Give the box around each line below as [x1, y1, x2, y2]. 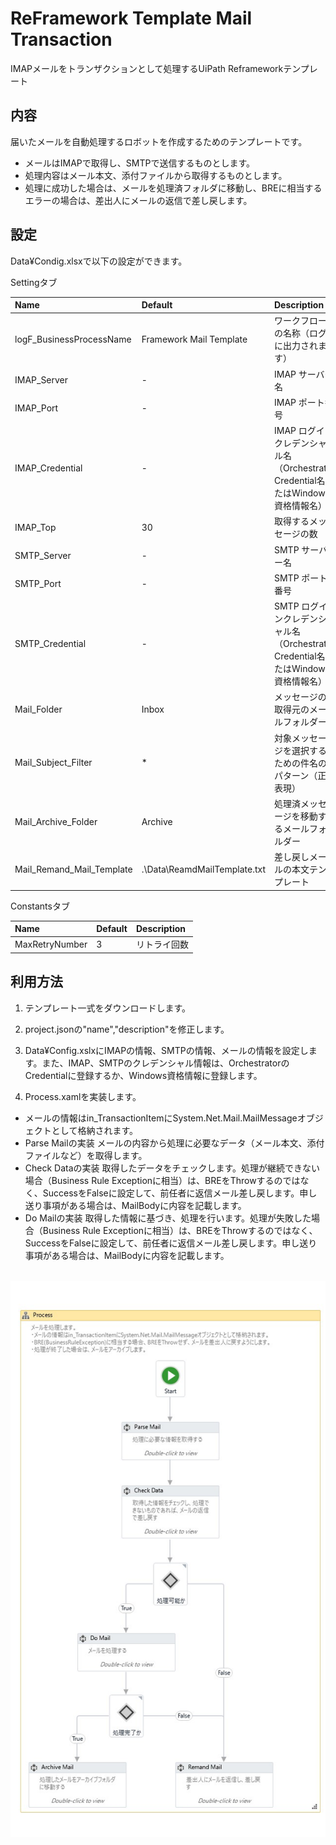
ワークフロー [273, 315, 327, 327]
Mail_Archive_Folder [14, 816, 98, 828]
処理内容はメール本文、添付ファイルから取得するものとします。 [24, 169, 288, 181]
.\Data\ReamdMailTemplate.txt [141, 863, 266, 875]
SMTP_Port [14, 578, 62, 590]
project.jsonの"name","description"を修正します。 [24, 1023, 230, 1035]
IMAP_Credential [14, 462, 83, 474]
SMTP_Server [14, 550, 72, 562]
